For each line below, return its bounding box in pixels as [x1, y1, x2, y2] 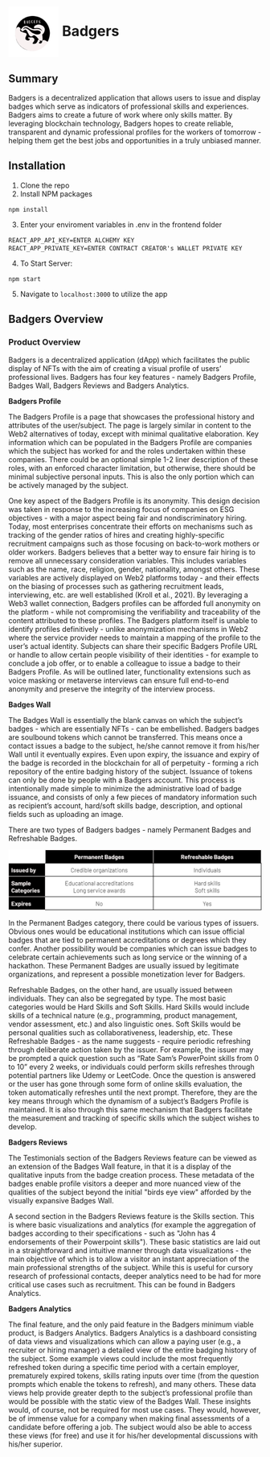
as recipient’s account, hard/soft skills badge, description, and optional [8, 800, 243, 811]
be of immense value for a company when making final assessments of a [8, 1414, 251, 1423]
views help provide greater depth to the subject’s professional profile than [8, 1388, 253, 1397]
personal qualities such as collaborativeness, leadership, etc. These [8, 1027, 233, 1037]
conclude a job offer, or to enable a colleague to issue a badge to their [8, 658, 241, 668]
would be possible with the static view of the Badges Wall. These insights [8, 1396, 252, 1406]
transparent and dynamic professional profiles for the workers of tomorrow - [8, 127, 262, 137]
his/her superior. [8, 1439, 63, 1449]
